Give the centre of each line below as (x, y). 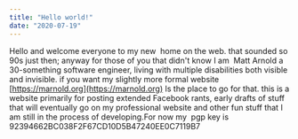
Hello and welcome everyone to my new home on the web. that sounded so (149, 50)
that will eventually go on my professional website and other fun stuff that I (146, 107)
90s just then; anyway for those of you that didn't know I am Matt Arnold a (146, 60)
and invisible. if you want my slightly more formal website (114, 79)
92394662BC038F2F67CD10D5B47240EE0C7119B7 (105, 126)
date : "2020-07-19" (45, 26)
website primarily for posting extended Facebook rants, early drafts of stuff (147, 97)
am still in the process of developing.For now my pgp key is (119, 117)
